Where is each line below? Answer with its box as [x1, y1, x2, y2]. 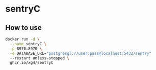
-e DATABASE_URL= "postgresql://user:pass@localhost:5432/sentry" [10, 51, 152, 56]
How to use [5, 23, 42, 32]
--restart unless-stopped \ [10, 55, 70, 61]
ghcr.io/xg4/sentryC [10, 60, 54, 65]
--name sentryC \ [10, 41, 47, 46]
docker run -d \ [5, 37, 40, 42]
